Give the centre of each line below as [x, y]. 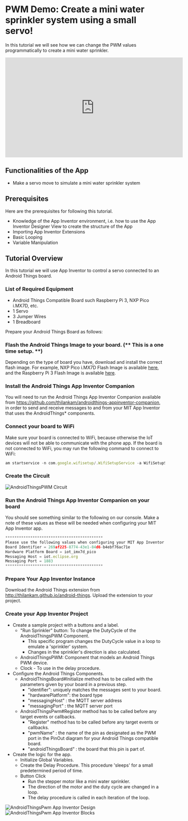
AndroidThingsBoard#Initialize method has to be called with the [86, 679]
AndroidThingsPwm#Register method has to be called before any [88, 711]
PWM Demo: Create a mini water [75, 9]
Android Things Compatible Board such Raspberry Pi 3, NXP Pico [81, 300]
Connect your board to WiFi [40, 426]
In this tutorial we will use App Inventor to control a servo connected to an [82, 270]
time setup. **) [24, 351]
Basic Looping [28, 237]
